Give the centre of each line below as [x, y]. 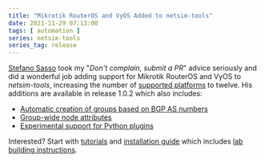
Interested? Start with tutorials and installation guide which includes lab [126, 141]
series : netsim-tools [44, 38]
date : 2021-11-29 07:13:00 [53, 23]
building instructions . [43, 150]
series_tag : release [43, 45]
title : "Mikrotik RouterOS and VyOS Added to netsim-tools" [111, 16]
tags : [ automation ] [44, 30]
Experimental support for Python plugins [86, 126]
